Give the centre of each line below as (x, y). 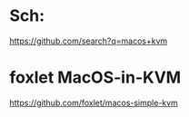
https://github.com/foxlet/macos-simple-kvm (94, 102)
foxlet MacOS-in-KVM (95, 78)
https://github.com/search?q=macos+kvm (89, 41)
